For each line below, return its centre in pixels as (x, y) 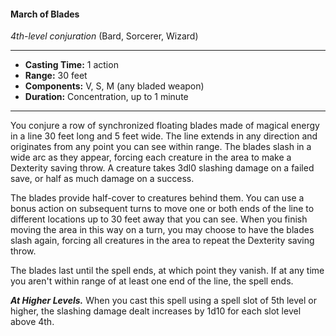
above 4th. (32, 322)
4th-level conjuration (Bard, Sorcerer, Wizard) (104, 36)
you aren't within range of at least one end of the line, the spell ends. (152, 281)
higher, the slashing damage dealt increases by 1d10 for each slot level (156, 311)
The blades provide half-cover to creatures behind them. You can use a (157, 198)
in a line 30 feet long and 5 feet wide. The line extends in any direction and (164, 136)
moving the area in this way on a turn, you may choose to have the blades (162, 230)
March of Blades (45, 14)
